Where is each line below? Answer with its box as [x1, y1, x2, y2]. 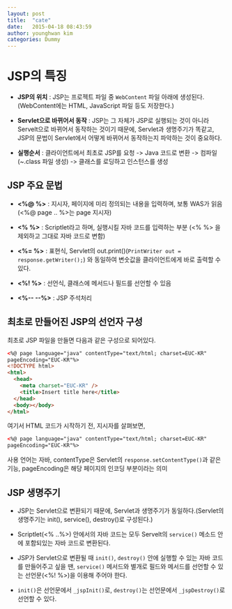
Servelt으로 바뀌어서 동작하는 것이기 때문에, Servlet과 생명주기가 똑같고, [17, 125, 215, 133]
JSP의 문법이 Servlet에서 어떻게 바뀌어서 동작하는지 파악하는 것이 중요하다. [17, 134, 222, 142]
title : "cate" [7, 17, 52, 24]
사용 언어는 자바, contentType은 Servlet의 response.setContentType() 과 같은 [7, 456, 222, 464]
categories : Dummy [7, 36, 61, 43]
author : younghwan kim [7, 29, 73, 37]
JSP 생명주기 [7, 486, 61, 499]
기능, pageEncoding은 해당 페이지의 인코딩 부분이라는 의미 [7, 465, 168, 473]
